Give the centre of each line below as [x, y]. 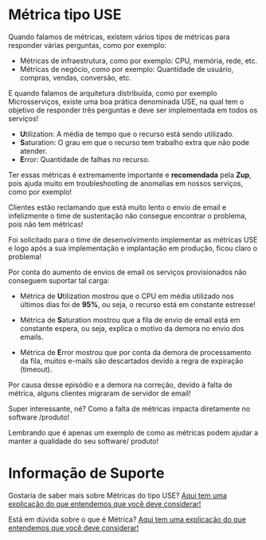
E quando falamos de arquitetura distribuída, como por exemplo [113, 93]
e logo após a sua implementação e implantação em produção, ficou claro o [133, 248]
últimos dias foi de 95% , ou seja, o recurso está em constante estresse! [138, 304]
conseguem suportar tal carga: [59, 280]
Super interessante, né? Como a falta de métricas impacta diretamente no [129, 408]
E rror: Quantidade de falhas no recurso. [85, 159]
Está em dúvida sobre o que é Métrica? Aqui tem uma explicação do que [127, 519]
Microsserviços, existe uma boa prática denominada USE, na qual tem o [126, 101]
